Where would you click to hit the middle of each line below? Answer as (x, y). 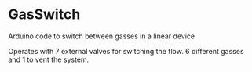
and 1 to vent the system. (49, 59)
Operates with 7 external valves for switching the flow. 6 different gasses (126, 51)
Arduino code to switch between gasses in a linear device (101, 36)
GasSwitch (44, 14)
